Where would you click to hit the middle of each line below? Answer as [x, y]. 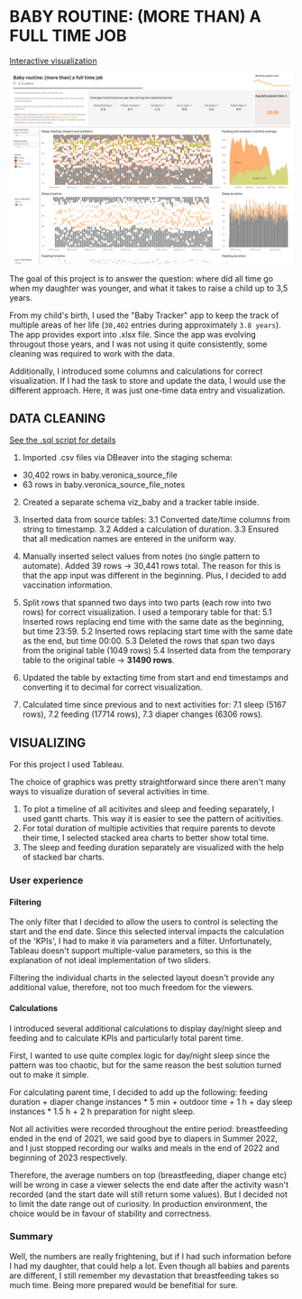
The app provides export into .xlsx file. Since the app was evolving [133, 334]
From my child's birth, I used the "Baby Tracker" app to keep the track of [144, 315]
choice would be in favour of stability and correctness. [110, 1213]
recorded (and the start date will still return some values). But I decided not [149, 1194]
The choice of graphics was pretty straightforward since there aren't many [148, 782]
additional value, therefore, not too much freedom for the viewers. [132, 988]
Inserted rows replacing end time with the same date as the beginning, [153, 622]
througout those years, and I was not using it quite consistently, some [138, 344]
